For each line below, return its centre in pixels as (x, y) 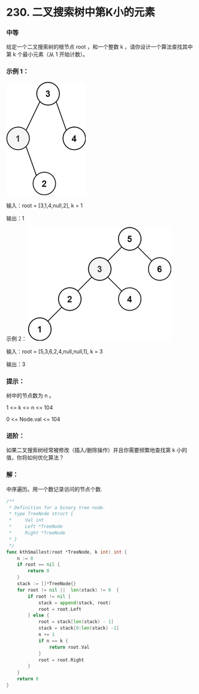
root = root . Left (60, 609)
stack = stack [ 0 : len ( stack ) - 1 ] (79, 628)
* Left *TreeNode (36, 527)
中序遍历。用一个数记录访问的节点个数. (55, 489)
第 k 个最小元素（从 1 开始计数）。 (47, 54)
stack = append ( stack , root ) (75, 603)
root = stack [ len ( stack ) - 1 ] (76, 622)
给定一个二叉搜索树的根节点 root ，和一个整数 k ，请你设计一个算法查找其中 (99, 47)
